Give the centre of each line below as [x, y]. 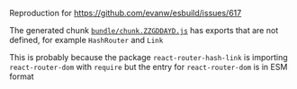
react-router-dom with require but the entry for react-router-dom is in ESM [148, 67]
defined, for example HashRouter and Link [86, 40]
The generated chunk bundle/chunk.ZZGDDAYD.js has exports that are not [144, 30]
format [22, 76]
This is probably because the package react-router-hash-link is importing [148, 57]
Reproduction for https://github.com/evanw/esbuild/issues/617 [126, 13]
